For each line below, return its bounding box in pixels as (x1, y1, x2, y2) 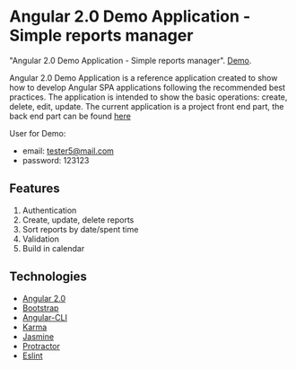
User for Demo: (9, 127, 66, 138)
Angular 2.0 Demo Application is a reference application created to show (9, 72, 278, 83)
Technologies (9, 269, 88, 285)
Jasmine (22, 330, 55, 342)
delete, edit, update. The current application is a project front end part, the (9, 101, 284, 111)
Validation (22, 233, 60, 244)
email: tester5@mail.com (22, 145, 115, 156)
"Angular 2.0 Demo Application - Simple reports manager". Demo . (9, 55, 252, 66)
